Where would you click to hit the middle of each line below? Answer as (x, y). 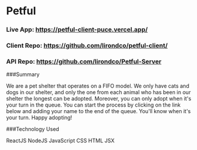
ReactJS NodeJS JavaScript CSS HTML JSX (60, 140)
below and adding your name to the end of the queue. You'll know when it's (99, 111)
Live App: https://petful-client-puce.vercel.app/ (77, 30)
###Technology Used (33, 129)
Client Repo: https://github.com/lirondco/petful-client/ (87, 46)
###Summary (23, 74)
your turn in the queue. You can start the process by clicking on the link (93, 105)
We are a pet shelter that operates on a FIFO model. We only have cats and (98, 86)
